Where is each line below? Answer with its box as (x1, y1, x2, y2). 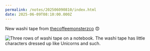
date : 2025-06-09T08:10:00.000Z (5, 12, 72, 17)
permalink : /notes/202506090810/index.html (5, 7, 97, 12)
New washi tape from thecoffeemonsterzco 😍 (5, 25, 100, 31)
